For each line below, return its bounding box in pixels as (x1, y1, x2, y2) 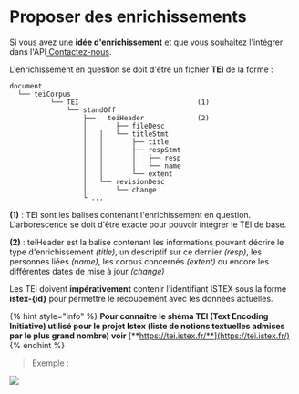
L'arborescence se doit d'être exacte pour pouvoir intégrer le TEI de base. (9, 219, 287, 230)
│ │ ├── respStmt (82, 145, 181, 154)
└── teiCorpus (17, 89, 71, 98)
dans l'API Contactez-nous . (9, 46, 112, 57)
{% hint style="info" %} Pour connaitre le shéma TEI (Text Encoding (9, 310, 269, 321)
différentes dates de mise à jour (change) (9, 265, 165, 276)
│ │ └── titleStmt (82, 130, 170, 139)
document (9, 81, 43, 90)
